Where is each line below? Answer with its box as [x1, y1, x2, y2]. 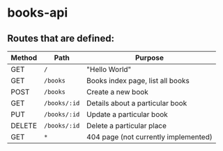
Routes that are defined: [7, 33, 115, 44]
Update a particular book [86, 109, 169, 119]
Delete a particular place [86, 121, 167, 130]
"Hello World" [86, 64, 132, 74]
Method [10, 53, 38, 62]
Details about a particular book [86, 98, 187, 108]
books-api [7, 5, 68, 21]
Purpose [134, 53, 164, 62]
